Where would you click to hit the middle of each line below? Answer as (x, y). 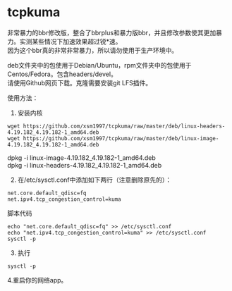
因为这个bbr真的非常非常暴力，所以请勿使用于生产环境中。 (93, 50)
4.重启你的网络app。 (37, 280)
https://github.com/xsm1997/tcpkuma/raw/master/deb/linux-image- (121, 138)
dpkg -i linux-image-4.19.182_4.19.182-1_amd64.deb (82, 157)
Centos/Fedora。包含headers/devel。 (62, 74)
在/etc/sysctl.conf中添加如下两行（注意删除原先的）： (94, 180)
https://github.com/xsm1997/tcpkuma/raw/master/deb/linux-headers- (124, 126)
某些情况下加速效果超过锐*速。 (77, 41)
